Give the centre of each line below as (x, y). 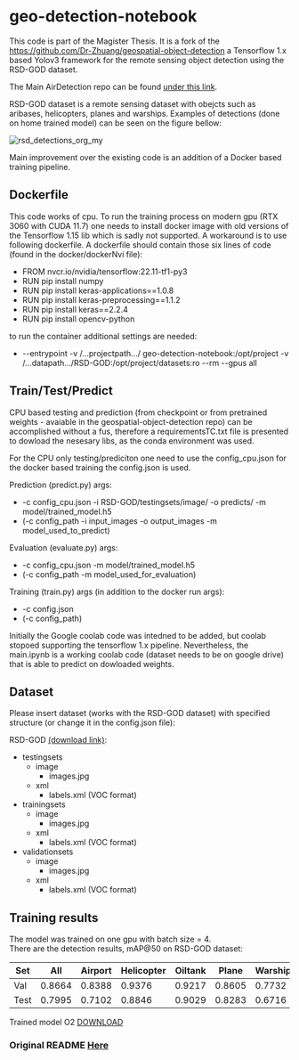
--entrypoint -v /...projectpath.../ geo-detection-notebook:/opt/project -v (155, 353)
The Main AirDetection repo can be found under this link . (113, 86)
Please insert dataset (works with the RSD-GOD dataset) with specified (140, 713)
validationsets (48, 852)
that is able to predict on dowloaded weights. (92, 664)
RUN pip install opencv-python (78, 319)
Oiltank (190, 971)
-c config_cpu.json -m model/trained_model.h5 (109, 565)
